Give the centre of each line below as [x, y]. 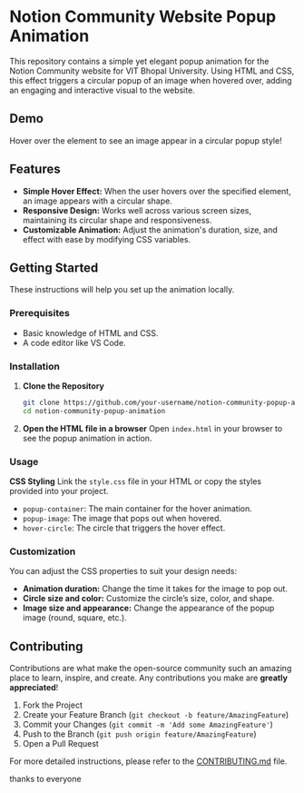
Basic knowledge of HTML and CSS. [90, 332]
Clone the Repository [63, 386]
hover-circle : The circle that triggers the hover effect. [124, 528]
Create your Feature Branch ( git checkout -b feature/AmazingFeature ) [156, 715]
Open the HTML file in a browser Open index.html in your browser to [152, 428]
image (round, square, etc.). [74, 618]
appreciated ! [34, 688]
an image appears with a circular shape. [97, 201]
